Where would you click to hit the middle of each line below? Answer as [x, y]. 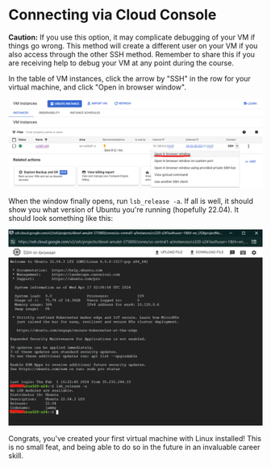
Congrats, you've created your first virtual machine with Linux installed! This [135, 439]
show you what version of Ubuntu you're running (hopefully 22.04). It [124, 209]
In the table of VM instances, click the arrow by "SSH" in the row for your [130, 78]
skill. [16, 456]
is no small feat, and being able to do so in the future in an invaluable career [134, 447]
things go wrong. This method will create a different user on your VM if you [133, 45]
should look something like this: [61, 218]
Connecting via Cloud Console [113, 15]
